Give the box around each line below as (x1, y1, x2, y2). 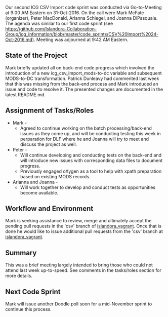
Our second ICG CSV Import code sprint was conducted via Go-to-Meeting (5, 5, 162, 10)
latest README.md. (5, 91, 46, 98)
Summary (5, 248, 37, 257)
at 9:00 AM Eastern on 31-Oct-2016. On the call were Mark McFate (5, 10, 144, 16)
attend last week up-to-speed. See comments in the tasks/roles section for (5, 267, 162, 273)
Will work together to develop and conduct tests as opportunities (20, 184, 156, 190)
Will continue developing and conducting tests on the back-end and (20, 152, 162, 158)
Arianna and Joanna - (12, 179, 58, 185)
